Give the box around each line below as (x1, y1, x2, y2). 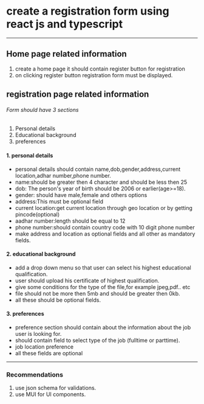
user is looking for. (15, 330, 62, 337)
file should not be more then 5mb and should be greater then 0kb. (15, 290, 180, 297)
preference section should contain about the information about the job (15, 324, 191, 331)
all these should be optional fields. (15, 296, 101, 304)
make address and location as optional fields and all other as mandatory (15, 230, 195, 237)
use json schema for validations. (15, 385, 97, 392)
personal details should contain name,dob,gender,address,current (15, 165, 181, 173)
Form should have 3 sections (6, 106, 79, 113)
